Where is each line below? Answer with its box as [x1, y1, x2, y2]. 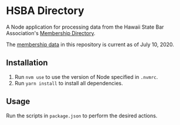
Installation [6, 58, 48, 68]
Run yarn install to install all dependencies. [14, 79, 123, 86]
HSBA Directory [6, 4, 84, 18]
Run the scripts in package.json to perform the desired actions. [6, 112, 158, 119]
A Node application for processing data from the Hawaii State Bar [6, 23, 164, 30]
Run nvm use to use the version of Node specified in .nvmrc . [14, 73, 158, 80]
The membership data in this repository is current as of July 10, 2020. [6, 41, 175, 48]
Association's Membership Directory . [6, 29, 96, 36]
